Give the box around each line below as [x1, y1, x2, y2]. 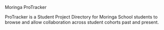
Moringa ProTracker [5, 4, 47, 10]
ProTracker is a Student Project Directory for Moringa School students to [5, 14, 158, 19]
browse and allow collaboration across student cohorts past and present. [5, 19, 159, 25]
